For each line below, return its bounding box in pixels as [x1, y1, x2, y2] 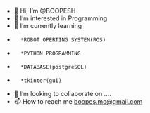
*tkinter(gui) [20, 77, 62, 84]
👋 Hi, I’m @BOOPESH [13, 7, 76, 15]
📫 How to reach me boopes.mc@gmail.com [13, 98, 143, 105]
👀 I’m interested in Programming [13, 14, 108, 22]
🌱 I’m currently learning [13, 22, 82, 29]
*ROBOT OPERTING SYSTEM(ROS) [20, 36, 106, 44]
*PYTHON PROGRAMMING [20, 50, 81, 57]
